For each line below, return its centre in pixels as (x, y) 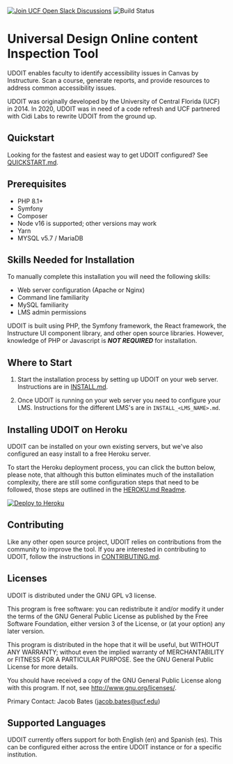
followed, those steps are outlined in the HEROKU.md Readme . (97, 489)
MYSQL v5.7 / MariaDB (50, 238)
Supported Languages (57, 723)
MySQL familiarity (43, 305)
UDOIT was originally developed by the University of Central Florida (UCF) (114, 101)
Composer (32, 215)
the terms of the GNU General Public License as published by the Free (108, 616)
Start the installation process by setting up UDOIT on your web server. (118, 379)
